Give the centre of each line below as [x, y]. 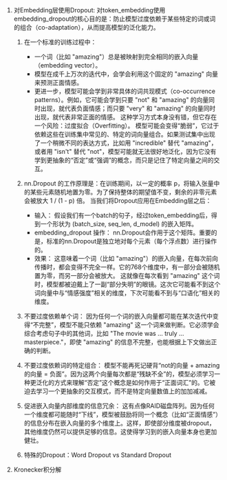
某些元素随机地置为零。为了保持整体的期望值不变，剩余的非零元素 [123, 192]
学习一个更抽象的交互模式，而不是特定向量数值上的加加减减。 [123, 391]
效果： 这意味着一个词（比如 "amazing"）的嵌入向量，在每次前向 [126, 258]
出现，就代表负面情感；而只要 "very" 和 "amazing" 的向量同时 [128, 108]
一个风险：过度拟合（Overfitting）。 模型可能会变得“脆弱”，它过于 [127, 126]
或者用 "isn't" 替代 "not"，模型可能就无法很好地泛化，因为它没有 [125, 151]
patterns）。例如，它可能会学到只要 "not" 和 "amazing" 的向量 [121, 100]
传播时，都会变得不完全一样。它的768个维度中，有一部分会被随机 [127, 267]
